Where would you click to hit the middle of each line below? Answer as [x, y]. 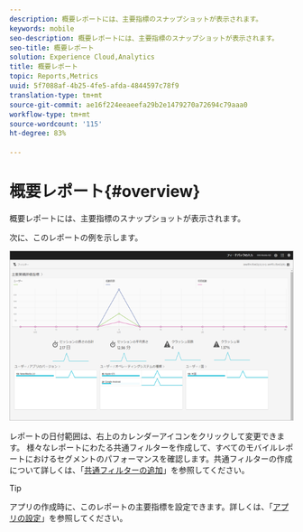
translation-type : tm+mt [56, 95]
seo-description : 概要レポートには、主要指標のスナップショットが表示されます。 [144, 38]
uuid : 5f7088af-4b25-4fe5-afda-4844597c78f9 [94, 86]
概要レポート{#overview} [105, 192]
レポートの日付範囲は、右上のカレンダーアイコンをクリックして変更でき [143, 436]
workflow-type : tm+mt [50, 114]
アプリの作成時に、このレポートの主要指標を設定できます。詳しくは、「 [141, 507]
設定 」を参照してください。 [76, 518]
